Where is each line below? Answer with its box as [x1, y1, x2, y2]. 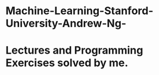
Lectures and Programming [5, 44, 144, 57]
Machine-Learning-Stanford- [5, 4, 154, 18]
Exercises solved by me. [5, 56, 129, 70]
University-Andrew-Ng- [5, 17, 126, 30]
